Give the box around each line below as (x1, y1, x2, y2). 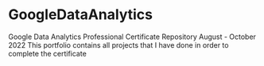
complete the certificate (8, 49, 87, 58)
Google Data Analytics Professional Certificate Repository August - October (8, 32, 257, 41)
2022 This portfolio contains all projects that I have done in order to (8, 40, 229, 49)
